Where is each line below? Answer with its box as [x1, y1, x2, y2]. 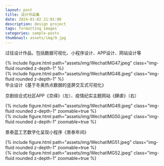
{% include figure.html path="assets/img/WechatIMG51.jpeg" [5, 139, 132, 145]
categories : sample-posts [5, 31, 59, 36]
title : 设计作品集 [5, 12, 40, 17]
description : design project [5, 21, 66, 27]
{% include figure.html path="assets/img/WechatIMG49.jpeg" [5, 103, 133, 109]
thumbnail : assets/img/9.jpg [5, 36, 66, 41]
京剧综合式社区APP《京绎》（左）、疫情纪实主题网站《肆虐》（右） [5, 93, 139, 99]
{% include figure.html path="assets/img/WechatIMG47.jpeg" [5, 60, 132, 66]
